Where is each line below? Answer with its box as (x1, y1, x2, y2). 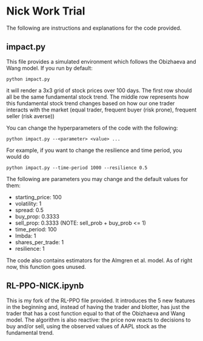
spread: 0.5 (15, 206, 44, 213)
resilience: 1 (15, 245, 45, 252)
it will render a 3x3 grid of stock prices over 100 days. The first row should (6, 87, 192, 94)
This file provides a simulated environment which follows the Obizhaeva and (6, 58, 196, 65)
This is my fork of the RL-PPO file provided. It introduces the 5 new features (6, 297, 196, 304)
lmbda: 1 (15, 232, 36, 239)
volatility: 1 (15, 200, 42, 207)
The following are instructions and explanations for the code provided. (6, 24, 182, 31)
